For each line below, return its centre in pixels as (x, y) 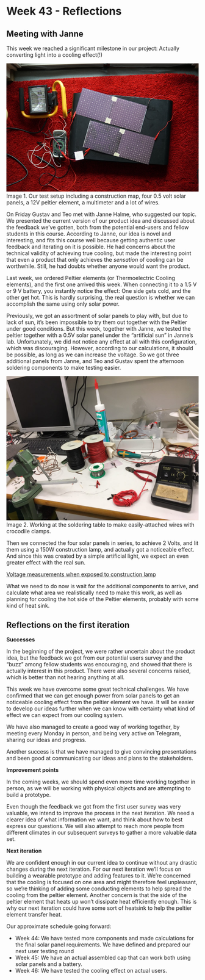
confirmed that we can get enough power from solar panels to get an (93, 695)
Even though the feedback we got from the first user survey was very (94, 806)
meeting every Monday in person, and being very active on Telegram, (94, 733)
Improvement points (33, 769)
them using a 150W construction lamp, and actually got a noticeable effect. (100, 550)
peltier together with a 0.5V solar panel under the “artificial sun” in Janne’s (100, 335)
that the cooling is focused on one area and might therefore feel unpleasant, (102, 882)
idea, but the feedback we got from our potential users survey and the (95, 658)
